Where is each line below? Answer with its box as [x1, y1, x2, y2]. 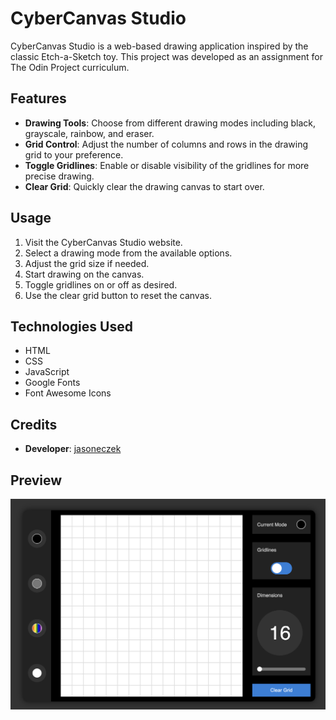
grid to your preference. [24, 148, 124, 161]
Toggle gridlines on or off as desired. [24, 278, 178, 291]
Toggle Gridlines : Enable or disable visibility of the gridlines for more [24, 159, 310, 171]
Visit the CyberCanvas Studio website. [24, 236, 183, 248]
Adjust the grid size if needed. [24, 257, 150, 269]
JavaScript [24, 366, 70, 378]
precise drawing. [24, 170, 95, 182]
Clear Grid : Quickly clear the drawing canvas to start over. [24, 180, 265, 192]
